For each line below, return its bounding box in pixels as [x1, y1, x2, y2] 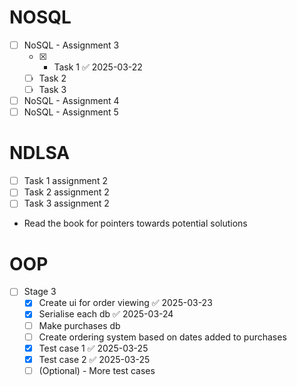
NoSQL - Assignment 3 [23, 39, 120, 51]
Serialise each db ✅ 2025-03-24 [38, 308, 174, 320]
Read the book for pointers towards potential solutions [23, 217, 248, 230]
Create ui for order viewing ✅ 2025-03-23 [38, 297, 213, 309]
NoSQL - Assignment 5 [23, 106, 119, 118]
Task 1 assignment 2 [23, 175, 108, 187]
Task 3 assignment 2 [23, 197, 110, 210]
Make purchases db [38, 319, 121, 331]
